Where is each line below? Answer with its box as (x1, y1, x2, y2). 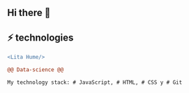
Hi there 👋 (7, 7, 51, 19)
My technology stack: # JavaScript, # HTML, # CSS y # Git (7, 78, 183, 86)
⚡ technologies (7, 31, 74, 43)
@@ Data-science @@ (7, 66, 64, 73)
